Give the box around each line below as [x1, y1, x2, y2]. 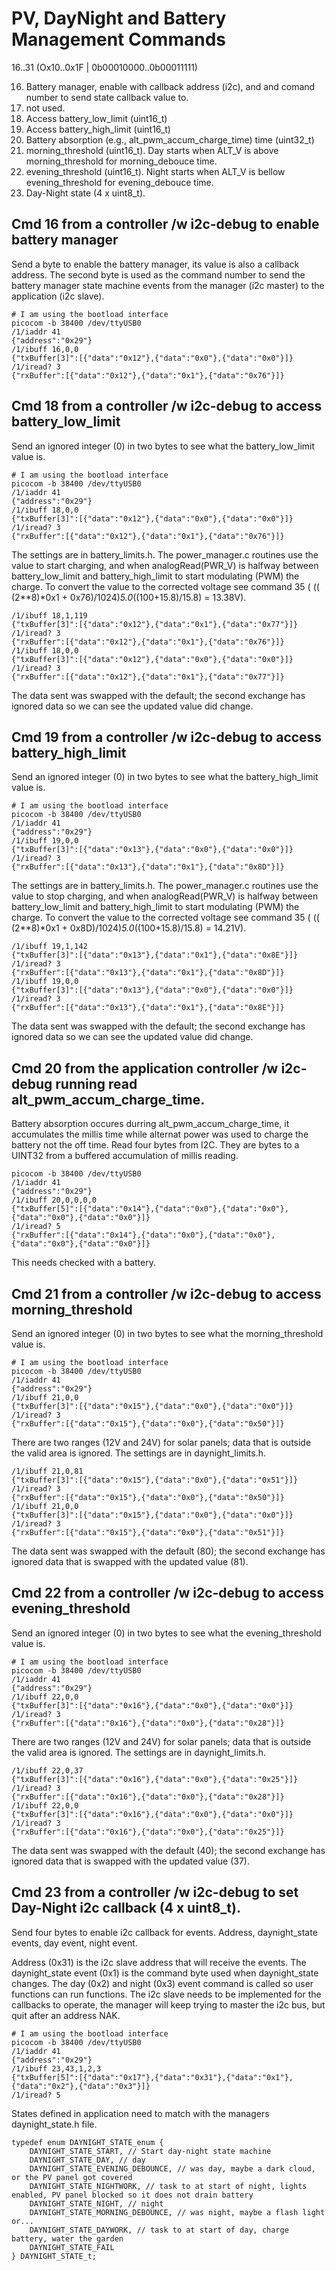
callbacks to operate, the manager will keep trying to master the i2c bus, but [11, 1998, 326, 2011]
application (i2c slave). [11, 290, 105, 302]
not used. [25, 102, 66, 114]
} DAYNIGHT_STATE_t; [11, 2251, 98, 2261]
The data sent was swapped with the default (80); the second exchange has [11, 1545, 326, 1557]
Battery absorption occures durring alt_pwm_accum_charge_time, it [11, 1118, 290, 1130]
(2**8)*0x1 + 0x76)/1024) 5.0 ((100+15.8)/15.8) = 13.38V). [11, 591, 247, 603]
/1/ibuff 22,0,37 [11, 1765, 84, 1776]
